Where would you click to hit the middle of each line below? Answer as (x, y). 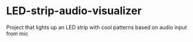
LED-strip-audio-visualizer (74, 11)
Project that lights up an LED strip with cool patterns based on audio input (96, 27)
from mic (17, 33)
